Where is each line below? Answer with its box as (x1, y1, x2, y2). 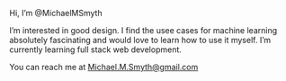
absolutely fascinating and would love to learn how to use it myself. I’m (9, 35, 272, 45)
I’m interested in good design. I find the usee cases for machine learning (9, 25, 278, 35)
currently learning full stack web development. (9, 44, 183, 55)
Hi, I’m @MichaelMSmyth (9, 8, 103, 18)
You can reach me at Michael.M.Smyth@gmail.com (9, 62, 199, 72)
